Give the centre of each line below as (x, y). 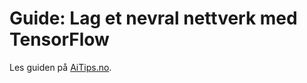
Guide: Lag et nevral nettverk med (153, 18)
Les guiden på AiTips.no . (60, 67)
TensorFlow (59, 39)
